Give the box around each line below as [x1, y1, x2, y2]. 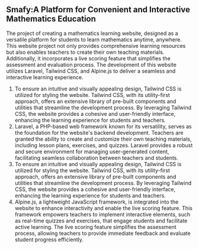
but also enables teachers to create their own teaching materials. [6, 48, 165, 56]
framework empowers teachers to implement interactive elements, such [14, 211, 191, 218]
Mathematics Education [6, 14, 97, 24]
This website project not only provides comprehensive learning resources [6, 42, 186, 49]
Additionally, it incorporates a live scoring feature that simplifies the [6, 54, 171, 62]
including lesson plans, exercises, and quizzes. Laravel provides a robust [14, 141, 193, 148]
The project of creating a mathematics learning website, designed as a [6, 30, 179, 37]
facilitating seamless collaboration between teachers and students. [14, 154, 179, 161]
